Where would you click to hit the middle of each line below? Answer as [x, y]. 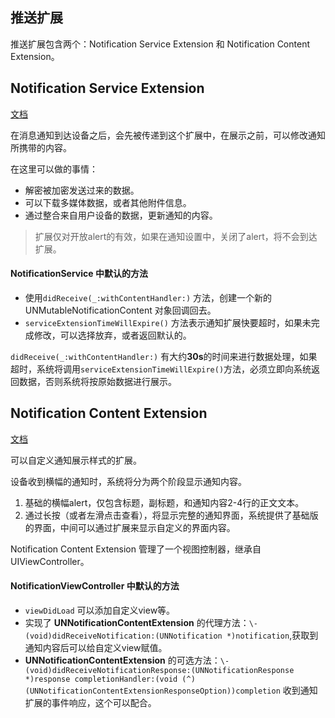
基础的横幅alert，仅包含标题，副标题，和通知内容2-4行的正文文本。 [164, 502]
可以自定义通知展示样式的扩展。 [76, 460]
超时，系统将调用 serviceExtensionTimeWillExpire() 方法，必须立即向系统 [161, 369]
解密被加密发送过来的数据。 [82, 190]
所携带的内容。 [41, 147]
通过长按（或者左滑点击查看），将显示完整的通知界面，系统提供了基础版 [171, 515]
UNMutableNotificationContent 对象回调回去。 [120, 310]
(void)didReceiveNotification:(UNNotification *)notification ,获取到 [171, 635]
